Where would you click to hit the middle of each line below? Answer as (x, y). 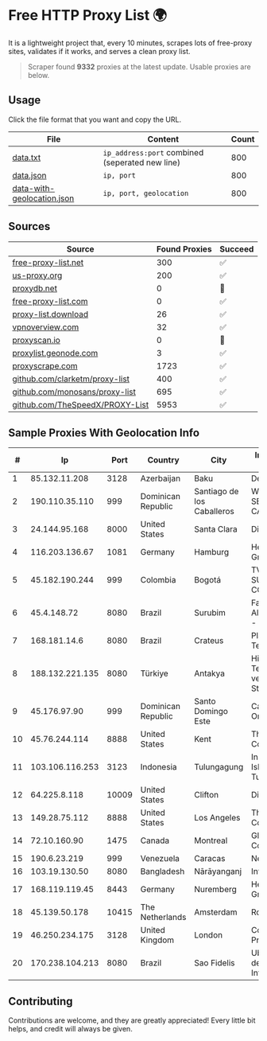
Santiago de (217, 492)
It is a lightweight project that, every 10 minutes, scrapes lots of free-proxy (130, 43)
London (209, 935)
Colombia (158, 580)
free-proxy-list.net (48, 262)
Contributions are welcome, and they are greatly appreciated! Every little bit (132, 1020)
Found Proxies (184, 249)
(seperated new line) (142, 162)
